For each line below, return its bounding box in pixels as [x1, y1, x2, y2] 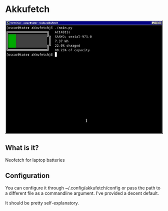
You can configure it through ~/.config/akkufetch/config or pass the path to [5, 184, 161, 191]
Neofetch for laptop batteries [5, 157, 65, 163]
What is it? [5, 144, 39, 152]
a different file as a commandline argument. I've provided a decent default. [5, 190, 159, 196]
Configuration [5, 171, 50, 180]
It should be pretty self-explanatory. [5, 199, 79, 206]
